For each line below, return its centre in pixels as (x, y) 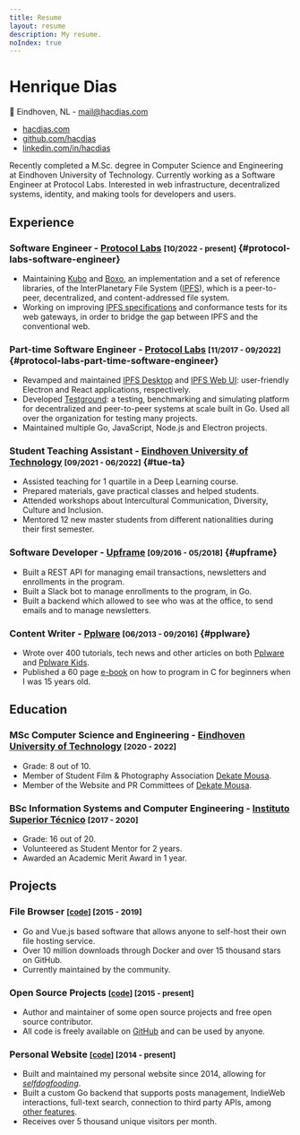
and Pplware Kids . (56, 663)
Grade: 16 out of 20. (59, 839)
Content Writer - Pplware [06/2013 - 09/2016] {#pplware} (130, 633)
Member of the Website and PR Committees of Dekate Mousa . (137, 784)
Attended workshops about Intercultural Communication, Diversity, (145, 501)
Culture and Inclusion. (63, 510)
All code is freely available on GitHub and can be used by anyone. (144, 1031)
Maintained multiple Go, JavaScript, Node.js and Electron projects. (145, 428)
